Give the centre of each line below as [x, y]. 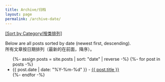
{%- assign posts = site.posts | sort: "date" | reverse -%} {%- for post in [86, 59]
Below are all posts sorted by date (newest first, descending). [68, 43]
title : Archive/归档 [26, 10]
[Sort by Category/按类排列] [34, 34]
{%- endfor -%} [29, 75]
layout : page [19, 14]
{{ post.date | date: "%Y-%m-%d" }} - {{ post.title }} [66, 70]
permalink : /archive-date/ [33, 19]
